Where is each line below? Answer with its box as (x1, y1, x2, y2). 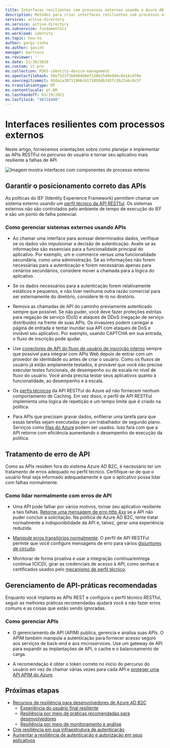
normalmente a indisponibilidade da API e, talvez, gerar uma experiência (12, 520, 164, 526)
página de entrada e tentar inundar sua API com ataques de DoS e (12, 325, 151, 331)
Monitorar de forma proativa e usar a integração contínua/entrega (12, 555, 150, 562)
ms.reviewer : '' (5, 54, 39, 60)
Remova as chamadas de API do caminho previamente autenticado (12, 304, 153, 310)
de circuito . (12, 546, 36, 552)
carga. (12, 651, 26, 657)
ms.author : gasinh (5, 45, 44, 50)
